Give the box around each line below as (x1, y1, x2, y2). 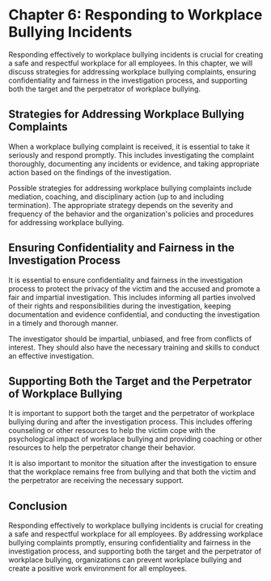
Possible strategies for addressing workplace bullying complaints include (8, 183, 252, 193)
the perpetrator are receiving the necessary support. (8, 476, 184, 486)
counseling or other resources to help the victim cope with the (8, 426, 216, 435)
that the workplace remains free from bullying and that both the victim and (8, 467, 256, 477)
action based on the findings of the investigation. (8, 168, 171, 177)
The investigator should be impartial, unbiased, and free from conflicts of (8, 333, 252, 343)
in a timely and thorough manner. (8, 318, 119, 328)
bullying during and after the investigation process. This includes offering (8, 417, 252, 426)
